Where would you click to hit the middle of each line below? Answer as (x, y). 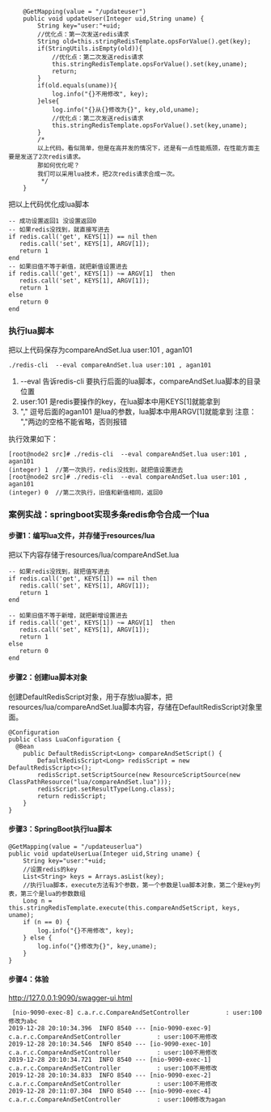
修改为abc (23, 1021)
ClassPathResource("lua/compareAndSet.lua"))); (90, 782)
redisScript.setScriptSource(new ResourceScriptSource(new (139, 775)
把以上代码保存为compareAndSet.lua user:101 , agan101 (100, 350)
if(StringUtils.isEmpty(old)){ (90, 49)
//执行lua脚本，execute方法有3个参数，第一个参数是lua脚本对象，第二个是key (139, 885)
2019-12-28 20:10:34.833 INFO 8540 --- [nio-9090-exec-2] (110, 1076)
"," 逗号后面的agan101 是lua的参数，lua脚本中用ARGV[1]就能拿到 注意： (138, 412)
